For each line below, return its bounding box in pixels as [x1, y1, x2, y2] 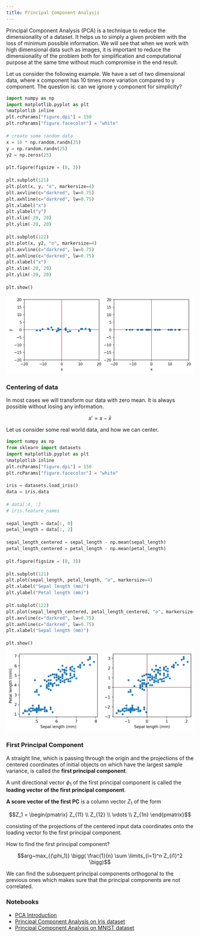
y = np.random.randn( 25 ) [6, 145, 68, 152]
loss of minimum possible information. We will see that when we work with [6, 39, 189, 47]
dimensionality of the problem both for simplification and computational [6, 52, 182, 59]
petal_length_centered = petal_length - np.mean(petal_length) [6, 546, 167, 552]
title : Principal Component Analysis [6, 10, 100, 16]
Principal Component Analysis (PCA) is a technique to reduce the [6, 27, 166, 34]
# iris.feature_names [6, 508, 60, 514]
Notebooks [6, 898, 39, 906]
